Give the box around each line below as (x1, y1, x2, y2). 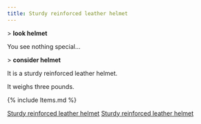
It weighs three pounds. (7, 82, 75, 90)
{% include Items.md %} (7, 96, 77, 104)
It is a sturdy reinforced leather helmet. (7, 69, 118, 77)
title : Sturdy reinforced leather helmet (7, 10, 128, 17)
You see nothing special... (7, 42, 81, 50)
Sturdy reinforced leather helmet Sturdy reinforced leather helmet (7, 109, 194, 117)
